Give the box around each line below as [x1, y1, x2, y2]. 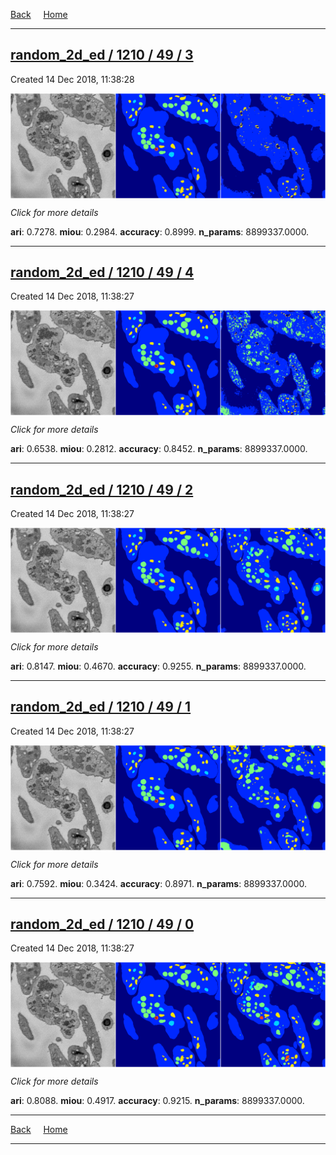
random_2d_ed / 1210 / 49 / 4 [10, 264, 195, 281]
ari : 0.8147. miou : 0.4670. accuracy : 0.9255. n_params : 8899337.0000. [10, 660, 307, 672]
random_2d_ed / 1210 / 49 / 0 [10, 915, 195, 933]
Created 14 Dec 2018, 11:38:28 [10, 73, 135, 85]
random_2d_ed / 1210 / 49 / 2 [10, 481, 194, 498]
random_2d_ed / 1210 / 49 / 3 [10, 47, 194, 64]
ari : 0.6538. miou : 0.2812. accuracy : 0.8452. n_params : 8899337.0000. [10, 443, 308, 455]
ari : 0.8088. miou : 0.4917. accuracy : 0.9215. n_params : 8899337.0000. [10, 1095, 305, 1107]
